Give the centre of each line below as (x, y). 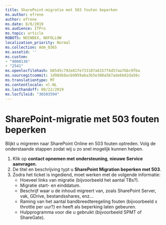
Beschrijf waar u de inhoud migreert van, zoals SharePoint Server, (88, 191)
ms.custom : (17, 57)
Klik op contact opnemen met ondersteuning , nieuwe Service (77, 159)
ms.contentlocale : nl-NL (31, 85)
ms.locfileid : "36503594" (32, 94)
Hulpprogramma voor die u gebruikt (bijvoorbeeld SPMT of (81, 212)
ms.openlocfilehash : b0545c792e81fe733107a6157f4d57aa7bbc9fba (73, 71)
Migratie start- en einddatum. (50, 185)
